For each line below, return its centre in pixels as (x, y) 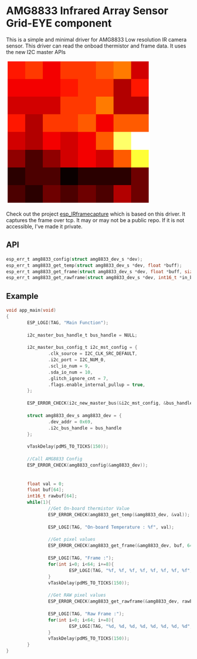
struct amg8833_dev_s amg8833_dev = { (74, 415)
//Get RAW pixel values (77, 595)
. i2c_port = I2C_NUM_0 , (77, 360)
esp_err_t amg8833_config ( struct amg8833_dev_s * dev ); (74, 259)
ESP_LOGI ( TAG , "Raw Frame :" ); (86, 614)
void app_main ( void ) (31, 310)
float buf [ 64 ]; (46, 490)
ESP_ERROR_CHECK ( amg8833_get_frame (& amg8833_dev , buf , (116, 546)
